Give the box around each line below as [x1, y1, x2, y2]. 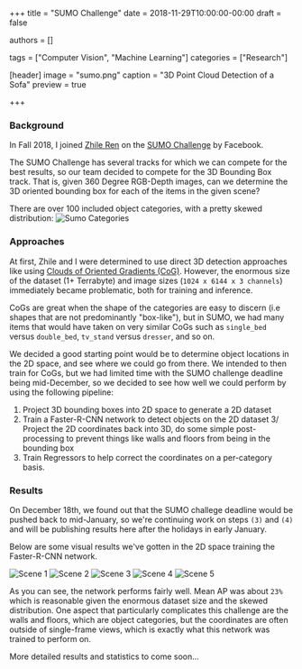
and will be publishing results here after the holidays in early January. [9, 523, 268, 535]
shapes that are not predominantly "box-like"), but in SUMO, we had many [9, 311, 285, 323]
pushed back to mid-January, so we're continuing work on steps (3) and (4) [9, 514, 294, 525]
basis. [22, 462, 45, 472]
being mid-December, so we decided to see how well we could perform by [9, 377, 287, 388]
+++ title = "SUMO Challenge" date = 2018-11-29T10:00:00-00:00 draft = [9, 8, 282, 18]
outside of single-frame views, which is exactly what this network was [9, 624, 270, 635]
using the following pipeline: [9, 387, 114, 398]
